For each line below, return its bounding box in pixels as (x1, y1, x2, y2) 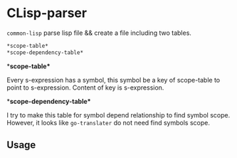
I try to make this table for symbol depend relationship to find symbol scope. (6, 110, 231, 119)
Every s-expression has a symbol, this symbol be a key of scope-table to (6, 75, 221, 84)
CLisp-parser (6, 5, 87, 21)
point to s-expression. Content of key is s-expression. (6, 83, 164, 92)
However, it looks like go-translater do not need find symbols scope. (6, 118, 211, 127)
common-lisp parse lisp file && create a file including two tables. (6, 28, 191, 37)
